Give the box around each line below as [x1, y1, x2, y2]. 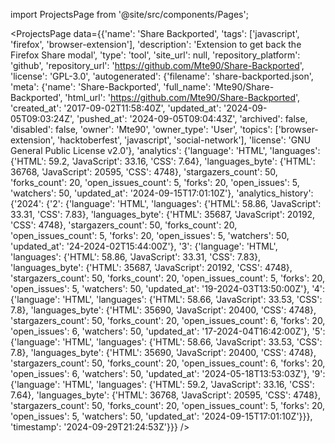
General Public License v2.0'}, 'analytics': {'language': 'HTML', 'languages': [10, 145, 321, 156]
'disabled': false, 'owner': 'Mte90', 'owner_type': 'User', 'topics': [10, 124, 273, 135]
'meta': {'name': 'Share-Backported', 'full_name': [10, 81, 212, 93]
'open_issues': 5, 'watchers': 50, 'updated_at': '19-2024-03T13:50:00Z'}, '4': [10, 283, 325, 294]
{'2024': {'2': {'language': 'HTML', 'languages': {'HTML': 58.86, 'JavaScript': [10, 198, 322, 209]
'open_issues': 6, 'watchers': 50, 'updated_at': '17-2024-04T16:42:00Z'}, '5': [10, 325, 326, 337]
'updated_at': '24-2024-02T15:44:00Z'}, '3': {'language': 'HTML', [10, 240, 278, 252]
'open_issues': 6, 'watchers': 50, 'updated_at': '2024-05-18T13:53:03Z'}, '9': [10, 368, 326, 379]
